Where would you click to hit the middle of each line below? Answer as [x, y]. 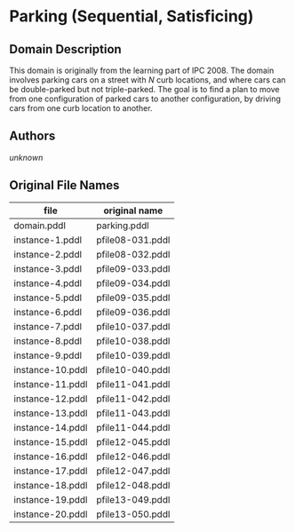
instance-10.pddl [51, 369]
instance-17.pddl [51, 471]
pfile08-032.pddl [133, 254]
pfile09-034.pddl [133, 283]
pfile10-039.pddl [133, 355]
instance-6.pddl [48, 312]
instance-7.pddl [48, 326]
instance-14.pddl [51, 427]
